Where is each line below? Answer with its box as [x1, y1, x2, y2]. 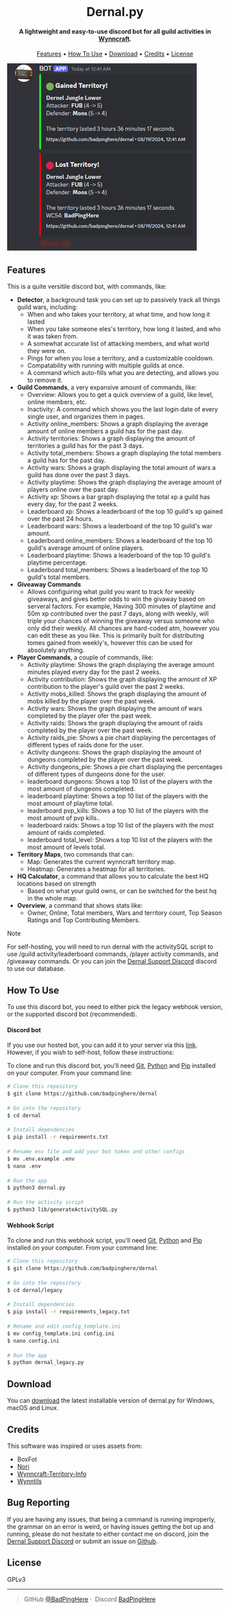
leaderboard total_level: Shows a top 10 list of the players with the [27, 836, 213, 844]
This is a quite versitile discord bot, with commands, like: [7, 282, 167, 291]
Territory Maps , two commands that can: [16, 850, 134, 859]
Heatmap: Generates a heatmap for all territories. [27, 865, 166, 873]
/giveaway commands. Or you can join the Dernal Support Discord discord [7, 957, 217, 966]
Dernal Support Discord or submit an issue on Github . [7, 1537, 158, 1545]
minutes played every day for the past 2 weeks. [27, 668, 162, 677]
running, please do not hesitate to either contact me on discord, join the [7, 1530, 209, 1538]
